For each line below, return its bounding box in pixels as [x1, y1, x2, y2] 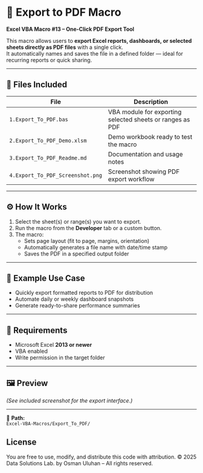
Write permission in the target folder [14, 354, 106, 361]
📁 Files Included [6, 80, 68, 90]
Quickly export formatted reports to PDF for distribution [14, 289, 153, 297]
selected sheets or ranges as [108, 115, 190, 123]
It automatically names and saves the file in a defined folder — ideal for [6, 50, 183, 57]
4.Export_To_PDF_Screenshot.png [9, 172, 103, 179]
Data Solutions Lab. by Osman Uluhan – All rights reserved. [6, 459, 153, 467]
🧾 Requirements [6, 325, 68, 335]
